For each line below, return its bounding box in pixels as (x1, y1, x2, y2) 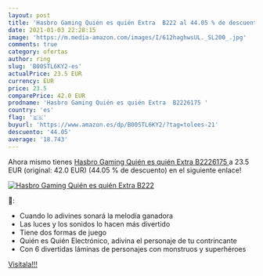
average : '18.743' (8, 135, 68, 143)
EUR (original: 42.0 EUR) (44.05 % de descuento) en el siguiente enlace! (8, 165, 242, 175)
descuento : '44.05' (8, 128, 72, 136)
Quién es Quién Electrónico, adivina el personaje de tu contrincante (19, 236, 237, 245)
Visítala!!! (8, 260, 38, 269)
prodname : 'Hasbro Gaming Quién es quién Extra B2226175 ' (8, 99, 209, 107)
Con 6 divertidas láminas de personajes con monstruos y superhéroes (19, 244, 247, 253)
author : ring (8, 56, 51, 64)
